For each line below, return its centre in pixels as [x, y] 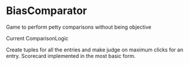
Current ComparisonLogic [37, 38]
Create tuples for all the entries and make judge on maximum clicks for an [95, 49]
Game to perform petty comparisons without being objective [79, 27]
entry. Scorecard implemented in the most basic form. [71, 56]
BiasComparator [47, 11]
